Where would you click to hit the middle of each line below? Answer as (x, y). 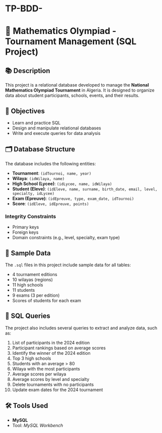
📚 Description (28, 71)
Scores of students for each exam (47, 300)
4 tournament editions (35, 274)
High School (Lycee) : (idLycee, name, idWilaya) (62, 184)
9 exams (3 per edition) (36, 295)
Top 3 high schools (32, 358)
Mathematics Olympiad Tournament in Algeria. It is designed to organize (80, 90)
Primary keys (26, 227)
